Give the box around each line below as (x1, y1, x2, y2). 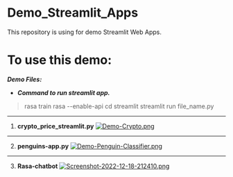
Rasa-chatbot (17, 162, 58, 170)
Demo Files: (7, 75, 42, 83)
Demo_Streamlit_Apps (7, 5, 139, 21)
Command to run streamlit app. (17, 88, 110, 96)
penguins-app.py (17, 142, 69, 150)
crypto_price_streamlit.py (17, 121, 94, 130)
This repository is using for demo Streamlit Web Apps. (7, 28, 162, 36)
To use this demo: (7, 52, 112, 68)
